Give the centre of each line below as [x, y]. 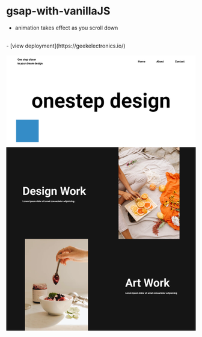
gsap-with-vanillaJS [58, 11]
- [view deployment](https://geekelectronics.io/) [66, 46]
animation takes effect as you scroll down [66, 28]
